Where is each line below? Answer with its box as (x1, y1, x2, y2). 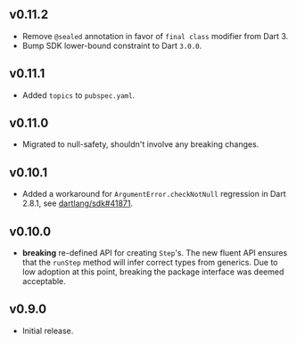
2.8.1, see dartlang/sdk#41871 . (21, 198, 134, 208)
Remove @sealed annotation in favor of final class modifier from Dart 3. (21, 30, 289, 41)
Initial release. (21, 325, 74, 336)
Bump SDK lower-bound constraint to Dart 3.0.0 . (21, 40, 202, 51)
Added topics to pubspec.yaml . (21, 89, 136, 101)
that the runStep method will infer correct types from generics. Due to (21, 257, 278, 268)
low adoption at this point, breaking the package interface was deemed (21, 266, 285, 277)
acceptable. (21, 276, 67, 287)
